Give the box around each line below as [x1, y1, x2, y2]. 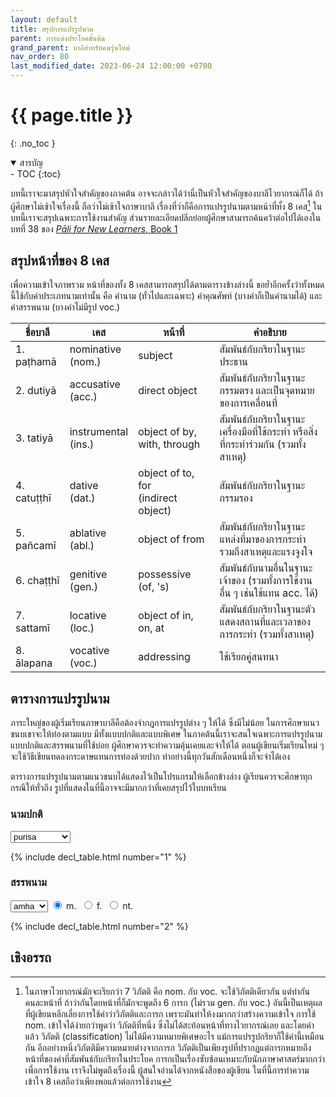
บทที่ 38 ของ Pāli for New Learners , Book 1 [10, 222, 178, 235]
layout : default [10, 14, 78, 25]
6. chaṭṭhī [15, 574, 60, 588]
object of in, [138, 609, 194, 623]
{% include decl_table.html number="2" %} [10, 920, 189, 932]
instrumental [69, 425, 129, 439]
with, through [138, 437, 201, 451]
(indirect [138, 491, 178, 505]
